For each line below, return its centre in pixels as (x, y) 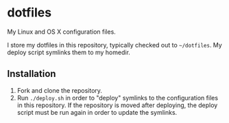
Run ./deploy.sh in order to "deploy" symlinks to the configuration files (117, 98)
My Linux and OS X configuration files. (62, 32)
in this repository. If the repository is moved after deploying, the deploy (117, 105)
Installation (32, 74)
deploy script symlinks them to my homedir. (69, 52)
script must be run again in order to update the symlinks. (97, 112)
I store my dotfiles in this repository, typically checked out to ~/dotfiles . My (115, 45)
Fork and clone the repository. (60, 90)
